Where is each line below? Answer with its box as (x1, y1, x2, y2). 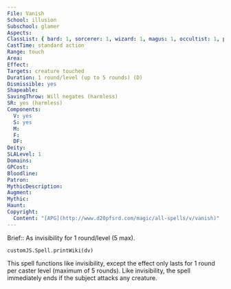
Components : (7, 106, 41, 113)
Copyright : (7, 208, 38, 215)
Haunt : (7, 202, 26, 209)
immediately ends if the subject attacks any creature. (7, 273, 157, 282)
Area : (7, 55, 23, 62)
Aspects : (7, 29, 32, 36)
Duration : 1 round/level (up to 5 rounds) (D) (7, 74, 143, 81)
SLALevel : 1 (7, 151, 41, 158)
